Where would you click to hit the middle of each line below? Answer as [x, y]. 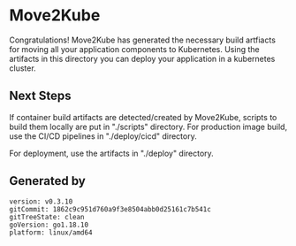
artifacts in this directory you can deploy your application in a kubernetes [142, 58]
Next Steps [40, 96]
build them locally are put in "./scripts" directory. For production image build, [148, 127]
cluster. [23, 68]
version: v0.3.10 [41, 201]
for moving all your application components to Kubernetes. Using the [134, 49]
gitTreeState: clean [47, 217]
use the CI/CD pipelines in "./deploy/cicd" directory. [103, 136]
